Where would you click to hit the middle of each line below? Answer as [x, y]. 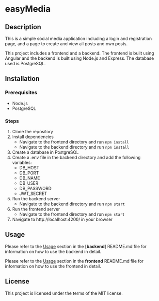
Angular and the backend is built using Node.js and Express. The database [79, 58]
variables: [22, 162]
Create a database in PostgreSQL [45, 152]
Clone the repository [32, 131]
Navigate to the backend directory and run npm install [74, 147]
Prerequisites [21, 92]
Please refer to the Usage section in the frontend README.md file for [74, 261]
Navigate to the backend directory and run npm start [72, 204]
